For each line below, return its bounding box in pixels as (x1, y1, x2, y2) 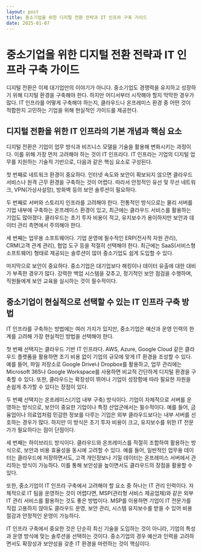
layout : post (6, 8, 39, 15)
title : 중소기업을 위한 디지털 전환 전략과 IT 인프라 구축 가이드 (6, 14, 148, 21)
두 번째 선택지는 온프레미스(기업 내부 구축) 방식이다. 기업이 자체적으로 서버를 (6, 396, 186, 403)
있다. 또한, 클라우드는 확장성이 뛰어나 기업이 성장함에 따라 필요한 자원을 (24, 375, 191, 383)
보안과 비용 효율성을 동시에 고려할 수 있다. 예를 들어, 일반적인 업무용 (24, 446, 183, 453)
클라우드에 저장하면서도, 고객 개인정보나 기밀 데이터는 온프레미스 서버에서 (17, 453, 190, 461)
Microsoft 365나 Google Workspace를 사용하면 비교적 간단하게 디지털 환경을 (6, 368, 190, 375)
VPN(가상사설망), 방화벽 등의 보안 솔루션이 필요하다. (14, 186, 137, 194)
